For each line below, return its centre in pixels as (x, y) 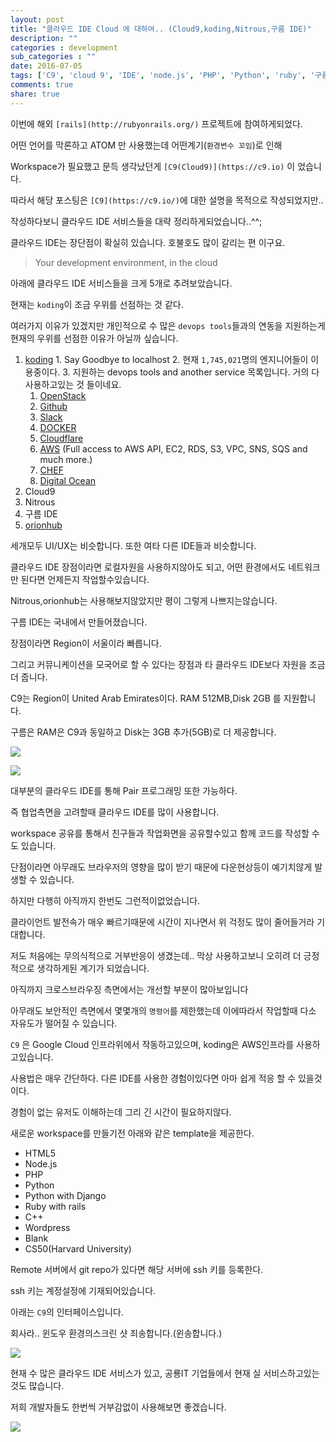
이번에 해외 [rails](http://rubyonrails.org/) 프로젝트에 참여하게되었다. (156, 123)
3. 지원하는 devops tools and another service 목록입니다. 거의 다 (191, 372)
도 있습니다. (33, 845)
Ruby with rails (55, 1206)
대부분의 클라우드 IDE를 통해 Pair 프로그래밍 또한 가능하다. (124, 790)
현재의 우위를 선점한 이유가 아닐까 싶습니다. (94, 338)
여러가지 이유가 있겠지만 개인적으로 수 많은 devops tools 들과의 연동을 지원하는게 (168, 325)
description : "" (44, 38)
